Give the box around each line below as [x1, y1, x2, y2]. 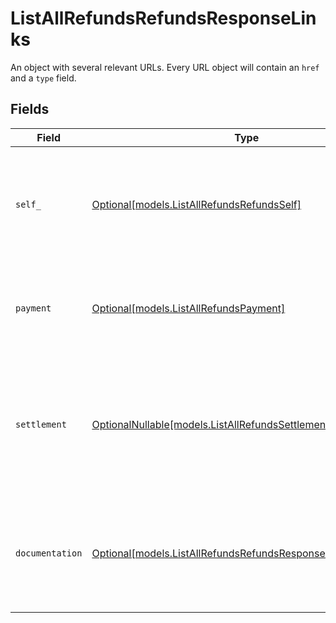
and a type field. [10, 72, 77, 84]
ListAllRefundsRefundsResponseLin [10, 7, 317, 30]
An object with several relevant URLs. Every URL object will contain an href [10, 61, 320, 73]
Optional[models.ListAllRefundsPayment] [91, 301, 286, 315]
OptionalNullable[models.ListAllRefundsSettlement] [91, 417, 333, 431]
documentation [15, 547, 83, 559]
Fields [10, 101, 50, 118]
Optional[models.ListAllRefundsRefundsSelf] [91, 197, 302, 211]
